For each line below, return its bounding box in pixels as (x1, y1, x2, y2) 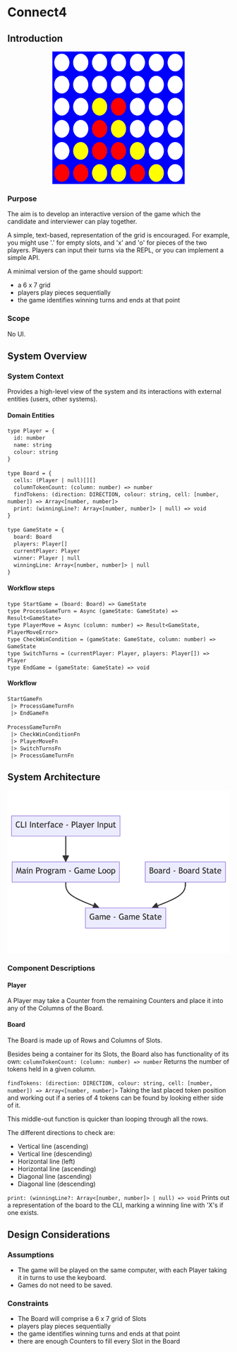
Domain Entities (7, 411, 55, 419)
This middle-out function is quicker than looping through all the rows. (7, 1115, 208, 1123)
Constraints (7, 1298, 49, 1308)
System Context (7, 371, 64, 381)
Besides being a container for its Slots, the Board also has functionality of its (7, 1050, 229, 1058)
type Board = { (7, 470, 52, 477)
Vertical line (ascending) (17, 1142, 89, 1151)
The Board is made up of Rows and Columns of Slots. (7, 1036, 163, 1045)
